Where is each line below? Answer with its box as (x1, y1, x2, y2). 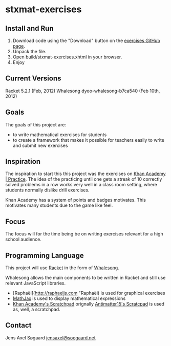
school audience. (5, 236, 42, 243)
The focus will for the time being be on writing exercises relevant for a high (5, 231, 163, 237)
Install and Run (5, 24, 54, 33)
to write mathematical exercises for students (12, 132, 107, 138)
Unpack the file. (12, 49, 47, 54)
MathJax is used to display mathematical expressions (12, 295, 126, 301)
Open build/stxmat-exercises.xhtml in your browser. (12, 54, 122, 60)
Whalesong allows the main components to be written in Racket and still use (5, 275, 166, 281)
